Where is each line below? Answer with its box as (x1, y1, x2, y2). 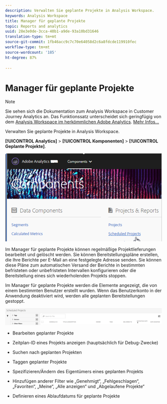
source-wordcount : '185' (5, 50, 57, 55)
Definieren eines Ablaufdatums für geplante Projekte (12, 393, 120, 399)
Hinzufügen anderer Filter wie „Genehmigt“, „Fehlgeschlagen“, (12, 378, 140, 384)
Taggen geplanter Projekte (12, 359, 67, 365)
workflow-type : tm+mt (5, 45, 50, 50)
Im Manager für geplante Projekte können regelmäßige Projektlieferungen (5, 246, 156, 253)
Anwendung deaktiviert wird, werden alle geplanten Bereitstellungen (5, 293, 145, 299)
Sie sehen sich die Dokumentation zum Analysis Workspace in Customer (5, 108, 154, 114)
